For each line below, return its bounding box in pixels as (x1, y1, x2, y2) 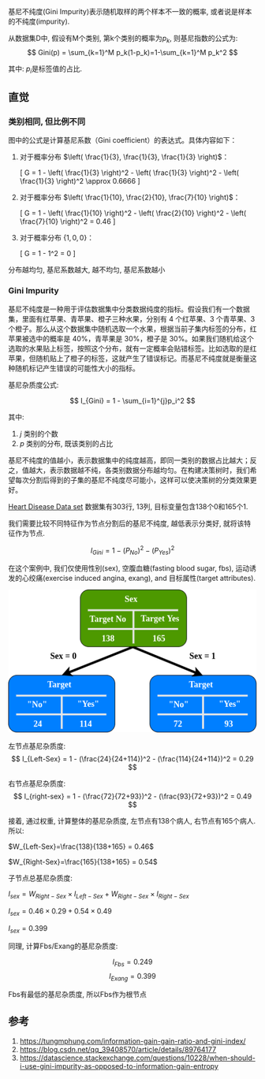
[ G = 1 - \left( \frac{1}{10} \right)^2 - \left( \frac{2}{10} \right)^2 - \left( (19, 208, 247, 218)
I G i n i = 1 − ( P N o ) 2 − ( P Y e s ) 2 (90, 544, 175, 557)
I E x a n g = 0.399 (109, 972, 156, 983)
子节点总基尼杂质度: (8, 873, 73, 883)
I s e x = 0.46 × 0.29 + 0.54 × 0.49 (8, 906, 113, 917)
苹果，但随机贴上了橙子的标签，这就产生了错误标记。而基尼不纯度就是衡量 (8, 353, 250, 363)
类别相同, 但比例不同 (8, 116, 86, 127)
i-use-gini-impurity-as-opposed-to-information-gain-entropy (19, 1061, 219, 1070)
